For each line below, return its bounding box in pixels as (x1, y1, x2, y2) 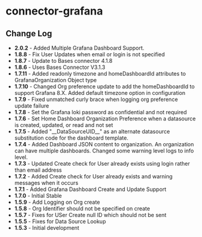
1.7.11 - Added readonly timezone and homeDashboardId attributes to (14, 70, 186, 77)
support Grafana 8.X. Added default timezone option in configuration (14, 89, 186, 96)
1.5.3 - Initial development (14, 224, 80, 231)
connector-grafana (5, 4, 103, 18)
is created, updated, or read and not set (14, 122, 113, 128)
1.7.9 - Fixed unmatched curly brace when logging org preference (14, 96, 178, 103)
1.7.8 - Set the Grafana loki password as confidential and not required (14, 109, 188, 115)
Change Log (5, 28, 52, 39)
